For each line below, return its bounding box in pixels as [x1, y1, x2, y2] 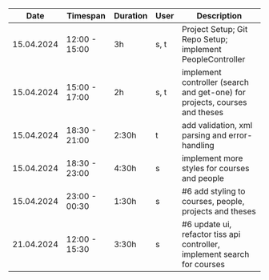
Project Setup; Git [181, 24, 248, 34]
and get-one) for [181, 87, 246, 98]
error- [228, 130, 253, 141]
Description [196, 10, 243, 21]
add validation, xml [181, 120, 253, 130]
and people [181, 173, 224, 183]
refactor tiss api [181, 229, 241, 239]
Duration [113, 10, 148, 21]
